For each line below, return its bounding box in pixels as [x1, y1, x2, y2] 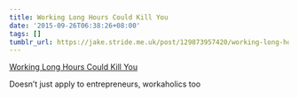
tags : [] [9, 29, 42, 38]
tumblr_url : [9, 37, 53, 47]
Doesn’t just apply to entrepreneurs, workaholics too [9, 79, 201, 89]
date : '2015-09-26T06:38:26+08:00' [9, 21, 141, 30]
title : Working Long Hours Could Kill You [9, 12, 169, 22]
